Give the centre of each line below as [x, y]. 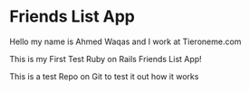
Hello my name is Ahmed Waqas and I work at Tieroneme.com [125, 41]
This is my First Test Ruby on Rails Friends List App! [106, 59]
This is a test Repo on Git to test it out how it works [104, 76]
